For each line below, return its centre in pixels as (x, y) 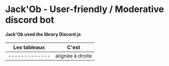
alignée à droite (74, 56)
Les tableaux (29, 47)
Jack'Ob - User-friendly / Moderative (85, 9)
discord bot (30, 20)
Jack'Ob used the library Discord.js (43, 34)
